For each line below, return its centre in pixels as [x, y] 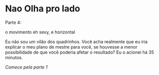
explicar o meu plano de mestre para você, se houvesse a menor [71, 47]
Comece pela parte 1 [26, 67]
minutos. [14, 57]
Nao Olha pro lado [43, 9]
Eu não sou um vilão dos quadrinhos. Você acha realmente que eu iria [76, 41]
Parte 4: [13, 22]
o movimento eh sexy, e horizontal [40, 32]
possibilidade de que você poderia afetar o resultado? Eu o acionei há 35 [80, 52]
